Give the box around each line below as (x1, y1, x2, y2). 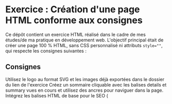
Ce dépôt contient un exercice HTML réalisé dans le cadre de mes (5, 31, 146, 37)
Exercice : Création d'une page (5, 4, 140, 15)
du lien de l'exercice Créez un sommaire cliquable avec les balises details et (5, 81, 167, 88)
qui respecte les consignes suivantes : (5, 48, 87, 54)
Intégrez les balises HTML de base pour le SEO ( (5, 92, 108, 98)
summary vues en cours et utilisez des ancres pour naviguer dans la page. (5, 87, 164, 93)
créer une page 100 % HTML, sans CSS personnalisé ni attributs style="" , (5, 42, 163, 48)
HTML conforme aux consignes (5, 14, 143, 26)
